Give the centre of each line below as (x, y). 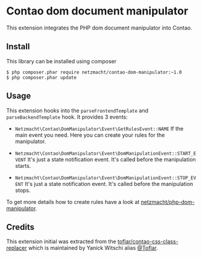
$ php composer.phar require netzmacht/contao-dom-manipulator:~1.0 (94, 72)
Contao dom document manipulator (97, 11)
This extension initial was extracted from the (61, 241)
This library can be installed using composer (62, 61)
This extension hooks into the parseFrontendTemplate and (77, 110)
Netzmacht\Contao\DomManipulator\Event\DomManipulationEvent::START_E (106, 153)
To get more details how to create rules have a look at (73, 202)
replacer (17, 248)
